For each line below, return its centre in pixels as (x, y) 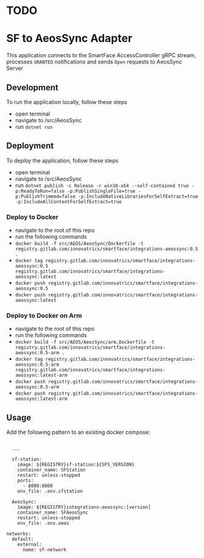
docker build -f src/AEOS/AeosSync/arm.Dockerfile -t (85, 342)
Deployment (30, 146)
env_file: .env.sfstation (50, 491)
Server (15, 68)
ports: (26, 481)
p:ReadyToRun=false (40, 191)
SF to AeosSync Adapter (69, 39)
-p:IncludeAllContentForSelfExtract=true (68, 201)
